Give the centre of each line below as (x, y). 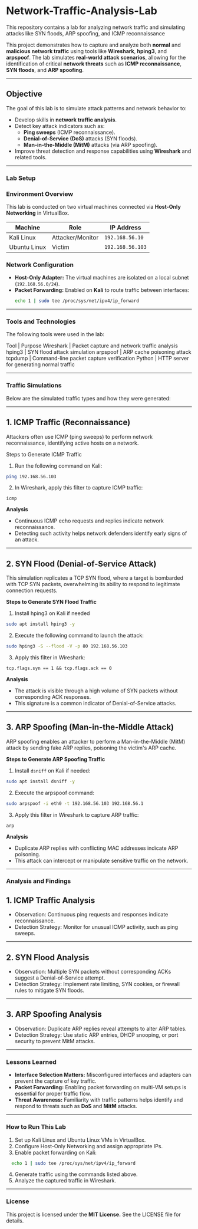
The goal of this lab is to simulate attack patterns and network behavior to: (96, 108)
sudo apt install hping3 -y (41, 624)
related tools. (31, 157)
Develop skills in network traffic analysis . (65, 120)
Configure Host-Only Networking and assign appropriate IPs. (89, 1146)
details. (15, 1220)
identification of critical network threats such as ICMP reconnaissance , (94, 64)
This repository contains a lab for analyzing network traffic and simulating (96, 27)
